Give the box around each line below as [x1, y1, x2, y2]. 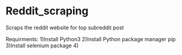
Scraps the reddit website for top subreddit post [5, 24, 124, 31]
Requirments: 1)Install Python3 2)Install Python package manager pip [5, 35, 176, 42]
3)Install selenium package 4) [5, 42, 79, 49]
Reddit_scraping [5, 4, 89, 18]
